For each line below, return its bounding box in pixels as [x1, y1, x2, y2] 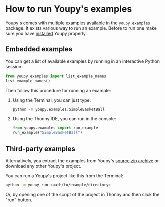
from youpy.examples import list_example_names [5, 74, 107, 79]
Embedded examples [5, 45, 73, 53]
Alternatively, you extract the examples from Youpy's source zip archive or [5, 157, 159, 164]
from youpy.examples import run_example [12, 125, 98, 131]
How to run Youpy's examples [5, 3, 132, 15]
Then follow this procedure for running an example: [5, 87, 111, 93]
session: [5, 63, 23, 70]
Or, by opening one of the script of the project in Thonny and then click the [5, 191, 160, 197]
